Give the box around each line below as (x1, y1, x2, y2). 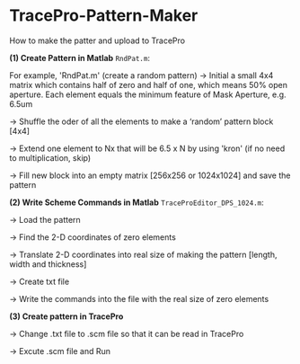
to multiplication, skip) (9, 152, 92, 163)
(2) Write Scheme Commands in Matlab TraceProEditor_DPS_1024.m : (9, 197, 265, 208)
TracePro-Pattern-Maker (9, 5, 199, 26)
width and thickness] (9, 258, 87, 270)
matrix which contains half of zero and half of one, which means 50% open (9, 79, 287, 90)
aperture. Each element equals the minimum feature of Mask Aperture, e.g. (9, 89, 287, 100)
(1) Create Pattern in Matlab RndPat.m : (9, 52, 151, 63)
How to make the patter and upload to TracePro (9, 35, 186, 46)
